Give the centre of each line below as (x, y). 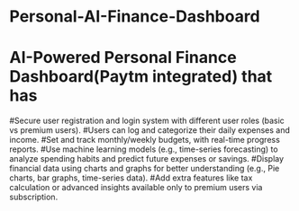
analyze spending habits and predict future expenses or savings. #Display (147, 159)
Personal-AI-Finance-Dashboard (135, 17)
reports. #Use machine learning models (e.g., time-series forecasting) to (144, 149)
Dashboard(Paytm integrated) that (141, 77)
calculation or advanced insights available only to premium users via (136, 188)
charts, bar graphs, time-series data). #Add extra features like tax (131, 178)
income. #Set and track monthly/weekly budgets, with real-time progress (145, 140)
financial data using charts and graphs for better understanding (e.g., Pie (145, 169)
